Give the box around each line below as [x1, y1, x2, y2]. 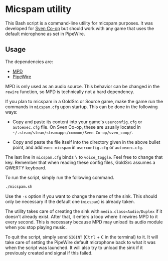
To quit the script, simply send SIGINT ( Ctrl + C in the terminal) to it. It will [5, 234, 158, 240]
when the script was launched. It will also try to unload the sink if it [5, 244, 143, 250]
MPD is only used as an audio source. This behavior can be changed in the [5, 83, 160, 89]
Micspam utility [5, 4, 72, 15]
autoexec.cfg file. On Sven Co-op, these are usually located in [12, 124, 141, 130]
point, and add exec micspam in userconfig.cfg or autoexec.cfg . [12, 144, 143, 150]
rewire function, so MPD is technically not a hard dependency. [5, 89, 134, 95]
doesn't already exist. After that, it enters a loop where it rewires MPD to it [5, 213, 158, 219]
